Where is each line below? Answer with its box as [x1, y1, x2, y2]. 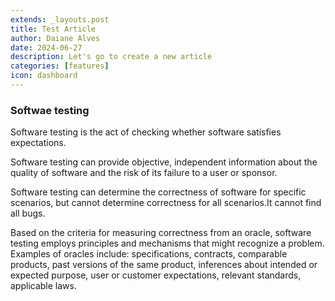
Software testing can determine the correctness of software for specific [10, 186, 307, 198]
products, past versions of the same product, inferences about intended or [10, 259, 318, 271]
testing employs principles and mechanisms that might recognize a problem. [10, 237, 325, 250]
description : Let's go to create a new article [10, 52, 213, 62]
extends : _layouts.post [10, 14, 110, 25]
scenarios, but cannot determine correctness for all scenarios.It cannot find [10, 197, 322, 209]
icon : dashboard [10, 71, 78, 81]
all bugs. [10, 207, 46, 220]
